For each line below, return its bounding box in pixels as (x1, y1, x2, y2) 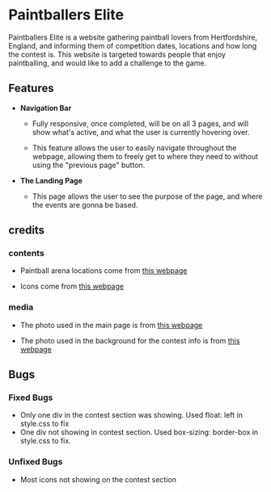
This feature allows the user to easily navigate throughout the (32, 143, 237, 153)
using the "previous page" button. (32, 160, 146, 170)
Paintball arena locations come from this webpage (19, 266, 188, 275)
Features (8, 82, 54, 95)
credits (8, 224, 45, 238)
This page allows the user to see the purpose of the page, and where (32, 191, 263, 201)
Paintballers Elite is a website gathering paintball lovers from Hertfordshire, (8, 32, 257, 42)
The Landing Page (19, 175, 83, 185)
